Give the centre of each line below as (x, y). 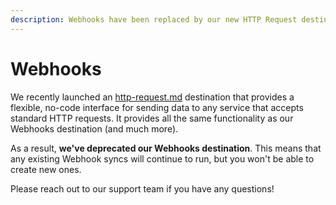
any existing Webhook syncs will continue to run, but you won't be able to (162, 158)
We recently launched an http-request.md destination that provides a (152, 97)
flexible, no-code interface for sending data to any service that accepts (157, 107)
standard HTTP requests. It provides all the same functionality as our (152, 118)
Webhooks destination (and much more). (94, 128)
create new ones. (46, 169)
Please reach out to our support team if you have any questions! (142, 188)
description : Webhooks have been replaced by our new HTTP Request (154, 19)
